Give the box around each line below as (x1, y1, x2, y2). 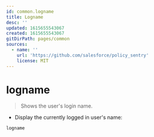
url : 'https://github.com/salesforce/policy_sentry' (17, 52, 149, 58)
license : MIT (17, 58, 49, 64)
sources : (6, 42, 28, 48)
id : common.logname (6, 8, 54, 15)
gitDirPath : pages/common (6, 36, 70, 42)
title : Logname (6, 14, 44, 20)
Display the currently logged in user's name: (14, 114, 123, 121)
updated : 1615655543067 (6, 25, 65, 31)
